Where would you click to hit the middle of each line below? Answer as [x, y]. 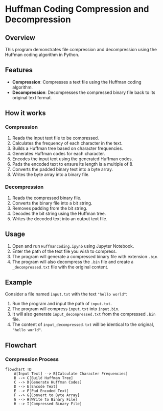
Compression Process [32, 359]
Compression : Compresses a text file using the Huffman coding [77, 82]
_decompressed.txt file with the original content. [60, 267]
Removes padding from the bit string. [50, 208]
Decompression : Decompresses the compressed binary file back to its [84, 92]
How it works [25, 113]
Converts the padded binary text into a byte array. [62, 169]
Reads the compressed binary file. [47, 198]
